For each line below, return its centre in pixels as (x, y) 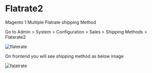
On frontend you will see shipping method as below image (64, 56)
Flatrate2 (24, 9)
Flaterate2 (16, 37)
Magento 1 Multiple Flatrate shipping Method (51, 22)
